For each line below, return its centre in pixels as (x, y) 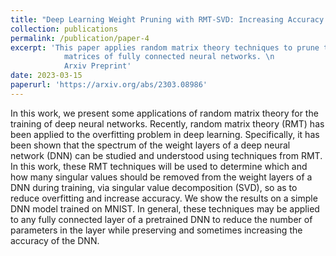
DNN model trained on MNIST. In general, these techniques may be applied (165, 208)
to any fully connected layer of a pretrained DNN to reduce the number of (161, 219)
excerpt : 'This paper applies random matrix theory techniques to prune (165, 47)
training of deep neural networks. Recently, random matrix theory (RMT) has (167, 123)
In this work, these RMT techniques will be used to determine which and (159, 166)
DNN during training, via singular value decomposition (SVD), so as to (154, 187)
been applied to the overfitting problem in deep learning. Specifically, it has (165, 134)
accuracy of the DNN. (55, 240)
